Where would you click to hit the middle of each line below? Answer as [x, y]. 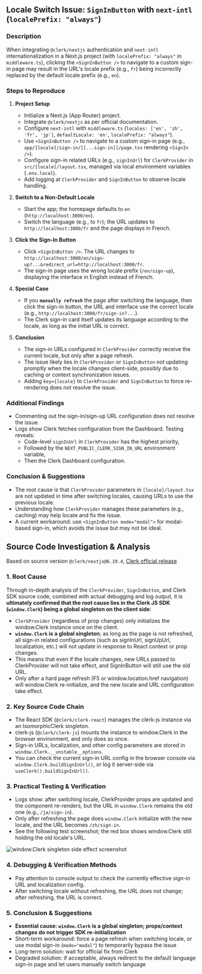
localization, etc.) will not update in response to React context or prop [101, 646]
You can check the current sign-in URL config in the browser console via [105, 758]
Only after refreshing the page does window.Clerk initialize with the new [103, 819]
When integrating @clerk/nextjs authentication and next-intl [83, 49]
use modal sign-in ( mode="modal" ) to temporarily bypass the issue [96, 945]
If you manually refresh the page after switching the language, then [108, 300]
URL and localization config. [50, 884]
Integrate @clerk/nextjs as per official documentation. [91, 121]
